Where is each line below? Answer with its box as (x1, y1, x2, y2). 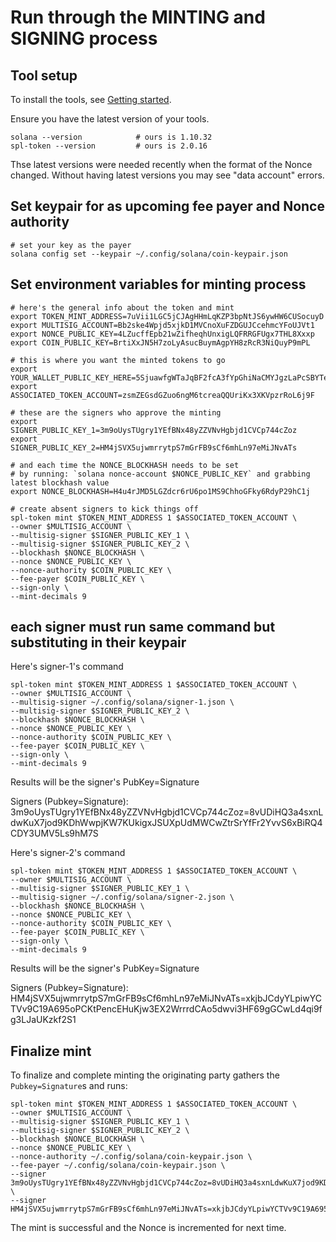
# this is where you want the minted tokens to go (10, 355, 226, 365)
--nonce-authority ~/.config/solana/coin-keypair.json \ (10, 1152, 253, 1162)
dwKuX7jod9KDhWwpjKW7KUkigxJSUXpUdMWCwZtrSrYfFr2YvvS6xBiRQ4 (10, 817, 323, 829)
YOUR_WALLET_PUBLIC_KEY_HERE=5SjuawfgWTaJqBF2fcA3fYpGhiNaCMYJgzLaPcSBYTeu (10, 372, 333, 383)
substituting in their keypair (10, 634, 187, 651)
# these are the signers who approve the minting (10, 407, 222, 418)
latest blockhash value (10, 477, 110, 488)
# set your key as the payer (10, 240, 132, 250)
